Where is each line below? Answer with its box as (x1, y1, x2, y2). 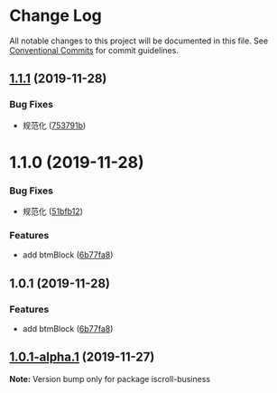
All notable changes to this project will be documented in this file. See (9, 35, 269, 46)
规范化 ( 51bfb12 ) (22, 206, 84, 217)
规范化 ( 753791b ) (22, 119, 87, 131)
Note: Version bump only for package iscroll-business (9, 373, 210, 384)
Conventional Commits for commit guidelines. (9, 44, 179, 55)
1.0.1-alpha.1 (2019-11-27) (9, 350, 155, 365)
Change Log (9, 5, 102, 26)
